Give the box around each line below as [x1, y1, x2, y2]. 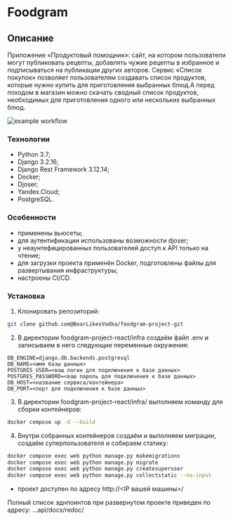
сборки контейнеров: [17, 405, 82, 413]
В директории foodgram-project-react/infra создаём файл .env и [17, 333, 209, 342]
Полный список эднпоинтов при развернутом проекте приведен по [7, 499, 211, 507]
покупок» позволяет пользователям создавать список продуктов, [7, 73, 207, 82]
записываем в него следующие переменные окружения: [17, 340, 189, 349]
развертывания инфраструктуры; [17, 266, 118, 274]
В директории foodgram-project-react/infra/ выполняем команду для [17, 397, 223, 406]
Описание [7, 32, 54, 44]
